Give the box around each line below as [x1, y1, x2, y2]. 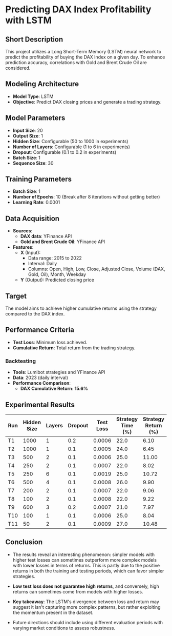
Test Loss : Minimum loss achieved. [12, 339, 88, 345]
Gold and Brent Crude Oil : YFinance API [20, 239, 105, 245]
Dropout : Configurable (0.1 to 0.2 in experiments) [12, 149, 117, 155]
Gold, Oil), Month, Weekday [28, 271, 86, 277]
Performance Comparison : [12, 380, 71, 386]
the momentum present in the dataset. [12, 609, 94, 615]
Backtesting [5, 357, 36, 365]
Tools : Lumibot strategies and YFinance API [12, 369, 105, 375]
